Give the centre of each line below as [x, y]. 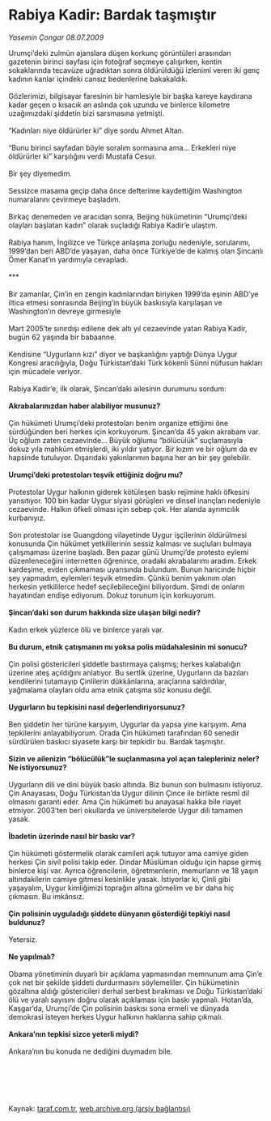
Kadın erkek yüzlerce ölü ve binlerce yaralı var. [86, 629]
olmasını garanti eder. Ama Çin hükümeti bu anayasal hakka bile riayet [125, 801]
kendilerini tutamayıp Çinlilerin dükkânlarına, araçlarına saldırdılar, [117, 681]
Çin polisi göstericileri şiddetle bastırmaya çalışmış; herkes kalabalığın [125, 664]
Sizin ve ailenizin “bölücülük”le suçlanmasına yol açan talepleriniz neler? [134, 758]
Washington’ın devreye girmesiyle [65, 311]
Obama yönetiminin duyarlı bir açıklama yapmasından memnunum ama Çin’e [135, 974]
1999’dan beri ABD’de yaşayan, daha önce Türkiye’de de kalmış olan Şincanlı [136, 251]
